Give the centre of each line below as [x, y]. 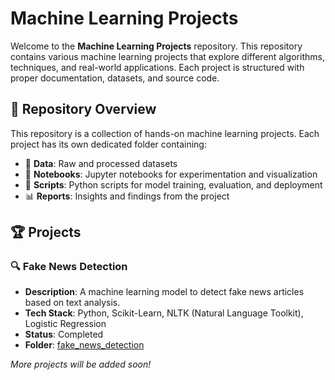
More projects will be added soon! [81, 364]
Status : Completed [64, 334]
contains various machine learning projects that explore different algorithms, [167, 56]
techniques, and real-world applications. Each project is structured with [157, 67]
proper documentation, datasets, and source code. [115, 78]
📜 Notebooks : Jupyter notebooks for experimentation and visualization [171, 174]
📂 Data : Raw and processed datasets [101, 163]
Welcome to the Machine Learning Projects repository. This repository [156, 46]
